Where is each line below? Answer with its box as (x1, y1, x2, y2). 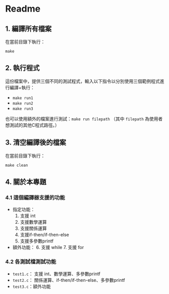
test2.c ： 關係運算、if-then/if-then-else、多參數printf (12, 277, 125, 283)
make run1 (12, 95, 34, 101)
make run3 (12, 106, 34, 111)
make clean (5, 163, 28, 168)
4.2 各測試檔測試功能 (5, 258, 57, 265)
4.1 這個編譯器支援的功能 (5, 194, 66, 201)
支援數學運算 (20, 219, 47, 225)
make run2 (12, 101, 34, 106)
